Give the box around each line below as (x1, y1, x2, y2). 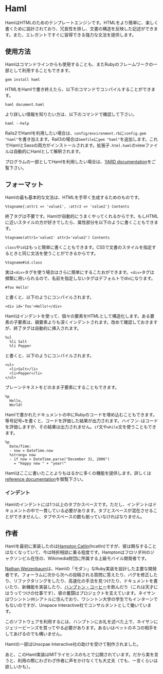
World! (9, 402, 23, 407)
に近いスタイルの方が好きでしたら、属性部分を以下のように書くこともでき (5, 219, 154, 225)
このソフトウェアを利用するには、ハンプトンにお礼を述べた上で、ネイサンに (5, 618, 159, 624)
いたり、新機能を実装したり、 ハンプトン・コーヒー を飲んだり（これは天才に (5, 584, 158, 590)
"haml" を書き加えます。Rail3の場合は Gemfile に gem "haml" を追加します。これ (5, 136, 158, 142)
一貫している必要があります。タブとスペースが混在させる (38, 507, 153, 513)
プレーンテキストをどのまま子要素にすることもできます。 (5, 384, 120, 390)
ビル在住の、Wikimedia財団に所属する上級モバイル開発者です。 (21, 555, 149, 561)
